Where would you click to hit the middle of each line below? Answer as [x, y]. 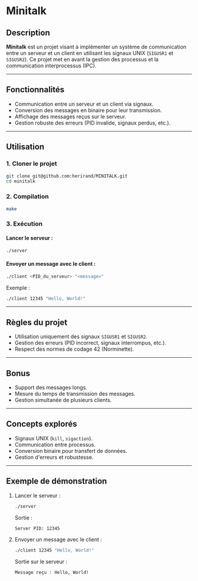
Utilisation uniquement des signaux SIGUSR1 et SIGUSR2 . [81, 337]
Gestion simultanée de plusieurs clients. [63, 400]
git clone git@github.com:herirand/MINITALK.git [67, 176]
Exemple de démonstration [57, 482]
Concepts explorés [42, 424]
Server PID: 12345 [37, 528]
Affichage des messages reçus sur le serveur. [70, 116]
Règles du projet [37, 322]
